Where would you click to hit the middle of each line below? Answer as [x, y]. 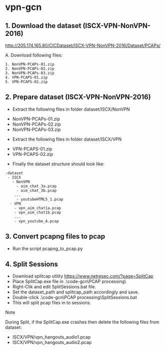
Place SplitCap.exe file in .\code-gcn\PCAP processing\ [69, 281]
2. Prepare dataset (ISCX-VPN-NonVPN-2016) [78, 97]
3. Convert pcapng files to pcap [55, 236]
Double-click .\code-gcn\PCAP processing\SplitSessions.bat [75, 297]
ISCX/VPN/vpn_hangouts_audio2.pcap [52, 342]
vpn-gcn [23, 7]
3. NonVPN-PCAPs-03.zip [30, 73]
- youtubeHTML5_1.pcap [40, 199]
